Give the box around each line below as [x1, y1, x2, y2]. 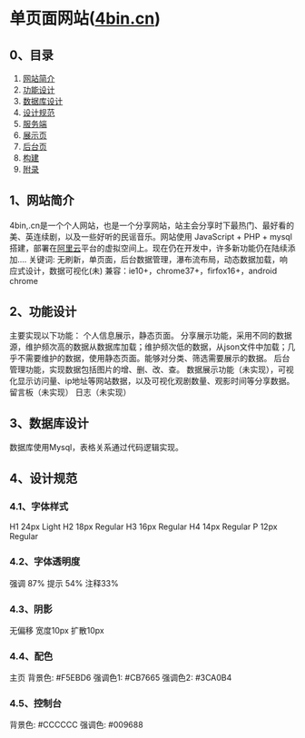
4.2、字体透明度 [9, 556, 81, 568]
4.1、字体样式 [9, 500, 69, 513]
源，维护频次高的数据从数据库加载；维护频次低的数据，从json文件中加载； [9, 341, 288, 352]
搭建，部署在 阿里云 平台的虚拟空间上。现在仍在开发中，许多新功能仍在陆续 [9, 242, 288, 253]
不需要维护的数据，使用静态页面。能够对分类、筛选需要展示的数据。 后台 [16, 352, 290, 363]
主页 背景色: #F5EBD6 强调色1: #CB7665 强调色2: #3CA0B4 [9, 673, 232, 684]
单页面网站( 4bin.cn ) [9, 8, 161, 29]
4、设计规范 [9, 471, 78, 486]
